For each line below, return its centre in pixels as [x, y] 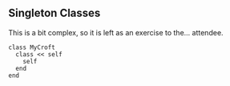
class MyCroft [32, 47]
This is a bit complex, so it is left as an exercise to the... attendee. [116, 32]
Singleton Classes [54, 13]
